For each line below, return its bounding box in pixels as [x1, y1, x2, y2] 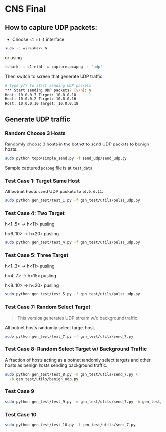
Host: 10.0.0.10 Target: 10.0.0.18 [5, 101, 79, 106]
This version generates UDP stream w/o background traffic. [17, 315, 139, 321]
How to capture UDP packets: [5, 23, 98, 32]
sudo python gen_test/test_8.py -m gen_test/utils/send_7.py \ [5, 372, 138, 377]
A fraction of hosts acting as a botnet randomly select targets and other [5, 357, 151, 363]
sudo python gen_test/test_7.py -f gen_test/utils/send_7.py [5, 334, 134, 339]
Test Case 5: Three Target [5, 251, 69, 258]
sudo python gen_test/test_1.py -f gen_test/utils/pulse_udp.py [5, 198, 140, 203]
